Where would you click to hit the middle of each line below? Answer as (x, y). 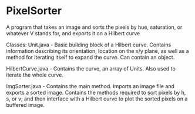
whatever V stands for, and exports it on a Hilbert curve (73, 33)
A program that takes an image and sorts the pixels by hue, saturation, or (94, 27)
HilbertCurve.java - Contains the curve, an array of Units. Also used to (91, 68)
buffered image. (26, 105)
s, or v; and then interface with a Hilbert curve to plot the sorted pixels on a (97, 99)
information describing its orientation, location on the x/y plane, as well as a (97, 51)
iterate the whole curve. (35, 75)
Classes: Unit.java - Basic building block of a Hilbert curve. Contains (89, 45)
